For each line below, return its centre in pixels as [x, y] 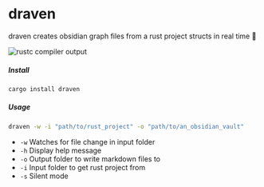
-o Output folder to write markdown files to [90, 159]
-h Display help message [61, 150]
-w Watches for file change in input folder [87, 141]
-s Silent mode [44, 176]
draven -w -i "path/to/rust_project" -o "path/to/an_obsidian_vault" [126, 126]
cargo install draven [44, 89]
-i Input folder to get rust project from [83, 167]
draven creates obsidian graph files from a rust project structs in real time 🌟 [132, 36]
